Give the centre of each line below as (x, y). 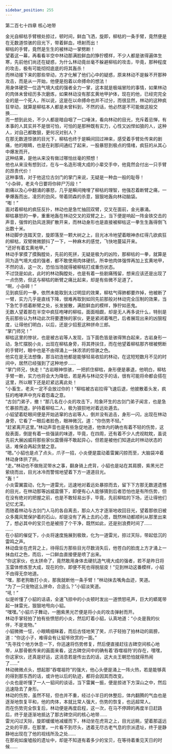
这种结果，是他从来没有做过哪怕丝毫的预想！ (52, 158)
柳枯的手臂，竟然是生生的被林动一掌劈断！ (50, 49)
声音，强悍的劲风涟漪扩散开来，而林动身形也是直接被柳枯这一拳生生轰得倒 (84, 222)
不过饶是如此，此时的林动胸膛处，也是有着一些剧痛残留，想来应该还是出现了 (86, 273)
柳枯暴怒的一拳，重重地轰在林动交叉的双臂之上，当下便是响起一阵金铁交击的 (86, 215)
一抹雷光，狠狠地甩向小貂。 (39, 605)
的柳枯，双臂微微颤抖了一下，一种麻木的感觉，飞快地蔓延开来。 (72, 241)
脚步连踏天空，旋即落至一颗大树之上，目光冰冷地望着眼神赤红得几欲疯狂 (90, 235)
